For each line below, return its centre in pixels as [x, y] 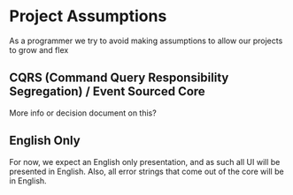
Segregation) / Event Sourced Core [107, 91]
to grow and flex [39, 49]
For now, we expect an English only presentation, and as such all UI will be [145, 161]
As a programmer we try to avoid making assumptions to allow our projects [146, 41]
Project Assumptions [88, 16]
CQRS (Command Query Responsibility [119, 78]
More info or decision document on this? [83, 113]
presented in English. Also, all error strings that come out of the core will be [147, 171]
